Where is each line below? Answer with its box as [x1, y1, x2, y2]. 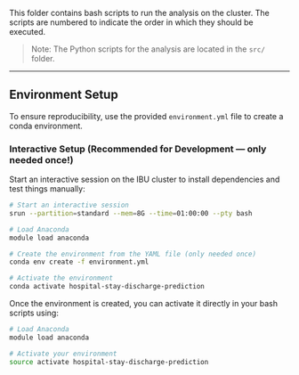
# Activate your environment [9, 349, 117, 358]
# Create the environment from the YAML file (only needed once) [9, 249, 256, 258]
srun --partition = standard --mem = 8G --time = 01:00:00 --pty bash [9, 208, 253, 217]
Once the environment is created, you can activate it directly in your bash [9, 298, 279, 309]
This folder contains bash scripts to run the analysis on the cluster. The [9, 8, 270, 18]
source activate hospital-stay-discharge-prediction [9, 357, 209, 366]
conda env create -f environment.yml [9, 257, 149, 266]
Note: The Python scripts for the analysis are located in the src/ [30, 44, 265, 54]
